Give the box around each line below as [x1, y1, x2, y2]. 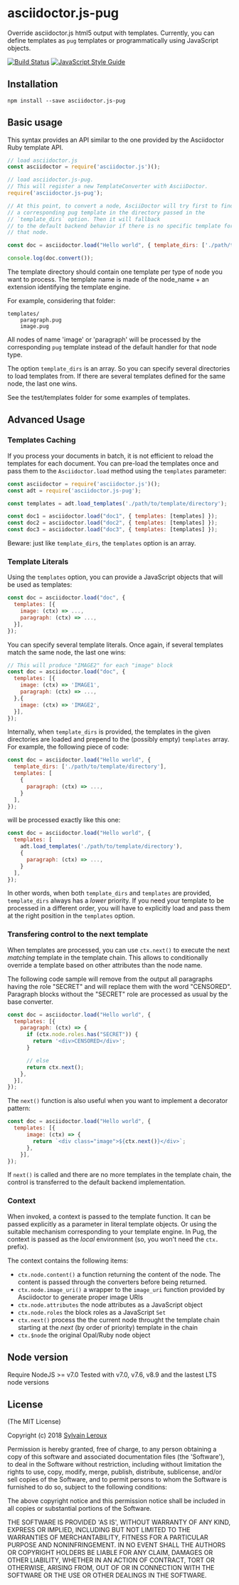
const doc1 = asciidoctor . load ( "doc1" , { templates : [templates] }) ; [7, 513, 218, 520]
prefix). [7, 1242, 29, 1251]
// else [26, 1057, 50, 1064]
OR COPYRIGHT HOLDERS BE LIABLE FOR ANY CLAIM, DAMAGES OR [7, 1549, 213, 1557]
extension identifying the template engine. [7, 283, 131, 292]
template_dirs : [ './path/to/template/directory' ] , [14, 763, 167, 771]
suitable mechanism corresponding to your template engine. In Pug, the [7, 1227, 217, 1236]
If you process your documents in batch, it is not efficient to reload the [7, 451, 213, 460]
